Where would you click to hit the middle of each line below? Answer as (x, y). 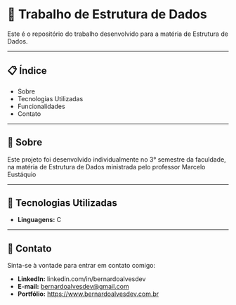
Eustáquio (22, 174)
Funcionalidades (41, 106)
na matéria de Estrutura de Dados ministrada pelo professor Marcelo (106, 167)
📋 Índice (27, 71)
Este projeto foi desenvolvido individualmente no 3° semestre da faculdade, (117, 159)
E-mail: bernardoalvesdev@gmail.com (73, 287)
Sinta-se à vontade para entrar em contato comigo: (81, 266)
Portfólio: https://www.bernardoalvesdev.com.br (88, 294)
